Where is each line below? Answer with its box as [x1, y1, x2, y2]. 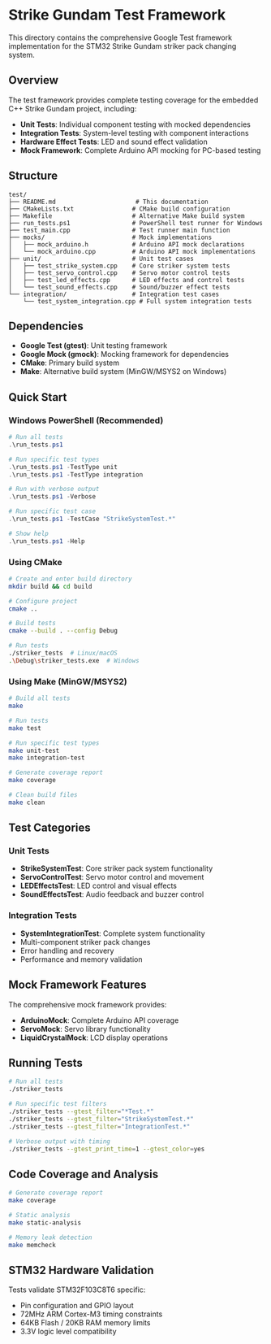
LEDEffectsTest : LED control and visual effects [19, 881, 177, 891]
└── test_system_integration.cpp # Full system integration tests [23, 297, 252, 306]
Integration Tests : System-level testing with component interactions [19, 128, 249, 137]
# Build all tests [8, 694, 71, 702]
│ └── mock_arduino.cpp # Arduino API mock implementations [8, 247, 256, 255]
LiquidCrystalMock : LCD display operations [19, 1033, 169, 1042]
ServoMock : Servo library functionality [19, 1024, 151, 1033]
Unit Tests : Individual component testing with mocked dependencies [19, 120, 252, 129]
